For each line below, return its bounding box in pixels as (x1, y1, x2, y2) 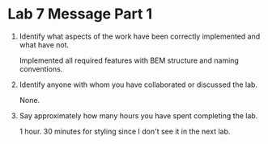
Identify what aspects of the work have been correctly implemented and (19, 31, 261, 41)
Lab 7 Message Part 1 (7, 5, 153, 23)
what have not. (19, 39, 70, 49)
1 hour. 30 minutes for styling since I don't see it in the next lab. (19, 126, 231, 136)
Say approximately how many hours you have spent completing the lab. (19, 110, 258, 121)
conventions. (19, 64, 63, 73)
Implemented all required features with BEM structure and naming (19, 56, 240, 65)
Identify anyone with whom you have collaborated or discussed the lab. (19, 80, 258, 89)
